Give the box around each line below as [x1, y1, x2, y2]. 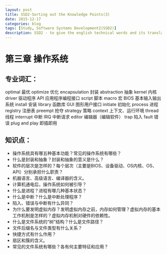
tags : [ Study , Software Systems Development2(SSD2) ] [5, 26, 117, 31]
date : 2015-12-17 [5, 16, 41, 21]
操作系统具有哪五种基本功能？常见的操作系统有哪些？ [12, 150, 122, 156]
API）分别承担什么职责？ [12, 169, 64, 175]
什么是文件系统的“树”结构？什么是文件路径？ [12, 219, 104, 225]
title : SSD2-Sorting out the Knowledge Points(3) [5, 12, 110, 17]
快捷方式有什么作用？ [12, 231, 56, 237]
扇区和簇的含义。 [12, 237, 48, 243]
